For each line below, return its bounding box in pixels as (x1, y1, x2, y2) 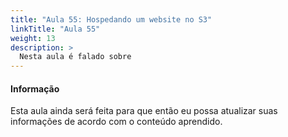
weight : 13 (10, 33, 56, 43)
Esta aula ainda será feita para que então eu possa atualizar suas (10, 105, 278, 117)
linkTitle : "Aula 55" (10, 24, 101, 34)
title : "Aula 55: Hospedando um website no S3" (10, 14, 213, 25)
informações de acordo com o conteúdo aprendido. (10, 116, 223, 128)
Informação (10, 82, 60, 95)
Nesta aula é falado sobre (19, 52, 132, 62)
